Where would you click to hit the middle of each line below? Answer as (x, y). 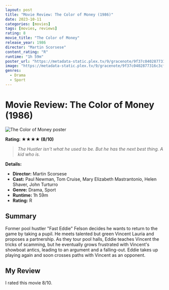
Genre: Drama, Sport (34, 189)
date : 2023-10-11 (23, 19)
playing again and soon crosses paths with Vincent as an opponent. (75, 255)
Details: (13, 164)
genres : (13, 71)
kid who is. (29, 154)
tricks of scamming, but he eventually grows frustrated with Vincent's (77, 244)
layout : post (19, 10)
